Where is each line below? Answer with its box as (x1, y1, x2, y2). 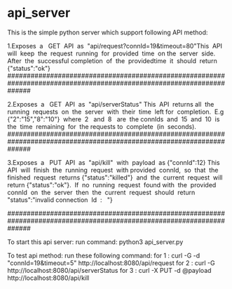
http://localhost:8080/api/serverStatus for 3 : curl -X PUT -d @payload (7, 266, 212, 274)
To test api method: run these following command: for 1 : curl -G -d (7, 251, 200, 260)
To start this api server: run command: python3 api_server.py (7, 237, 184, 246)
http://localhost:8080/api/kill (7, 274, 90, 282)
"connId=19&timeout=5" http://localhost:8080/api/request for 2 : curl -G (7, 258, 215, 267)
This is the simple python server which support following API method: (7, 28, 208, 36)
